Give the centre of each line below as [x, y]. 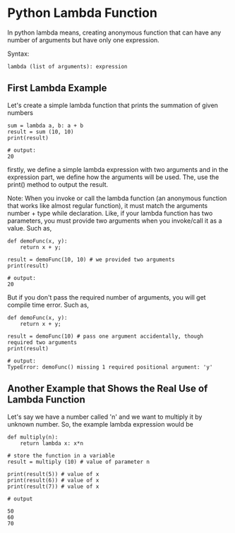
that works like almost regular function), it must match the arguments [108, 205]
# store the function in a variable [61, 455]
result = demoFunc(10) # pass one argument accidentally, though [105, 336]
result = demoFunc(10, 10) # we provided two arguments [91, 259]
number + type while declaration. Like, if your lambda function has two [110, 213]
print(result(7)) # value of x [53, 486]
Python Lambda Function [82, 13]
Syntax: [18, 54]
